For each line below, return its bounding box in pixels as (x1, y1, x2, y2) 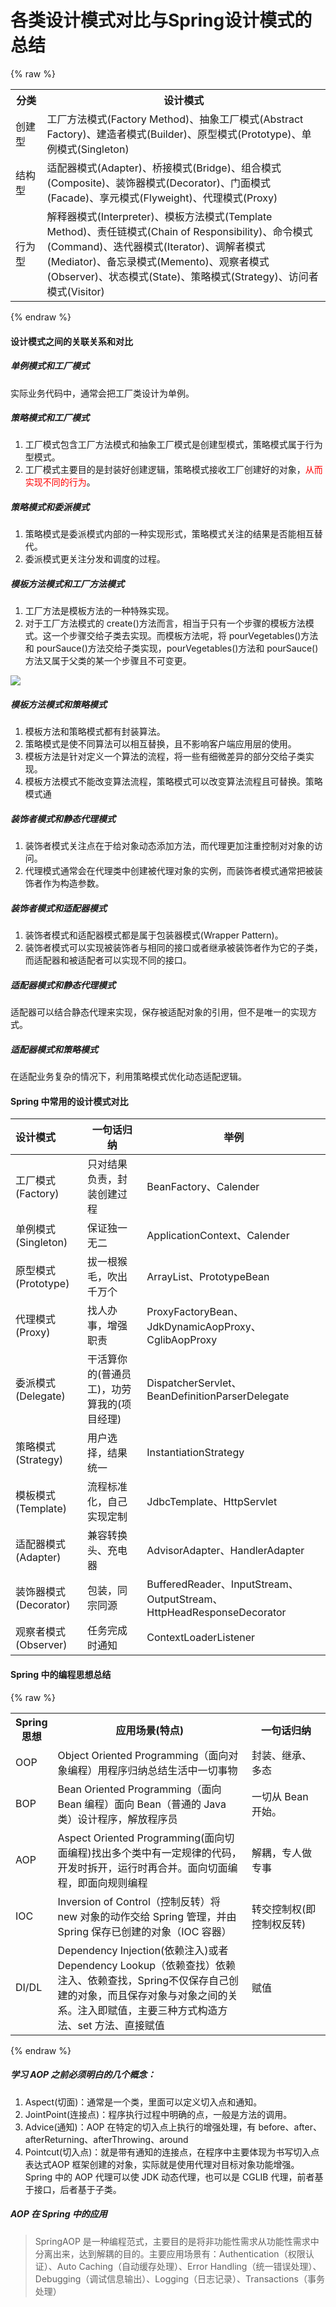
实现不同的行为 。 (24, 476, 96, 488)
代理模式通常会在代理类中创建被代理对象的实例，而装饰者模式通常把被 (24, 865, 315, 877)
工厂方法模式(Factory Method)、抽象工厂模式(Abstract (46, 112, 304, 126)
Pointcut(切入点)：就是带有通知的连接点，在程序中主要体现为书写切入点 (24, 2146, 320, 2158)
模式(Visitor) (46, 284, 105, 298)
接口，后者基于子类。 (33, 2183, 122, 2195)
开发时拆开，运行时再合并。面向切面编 (57, 1861, 238, 1875)
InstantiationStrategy (146, 1446, 245, 1460)
